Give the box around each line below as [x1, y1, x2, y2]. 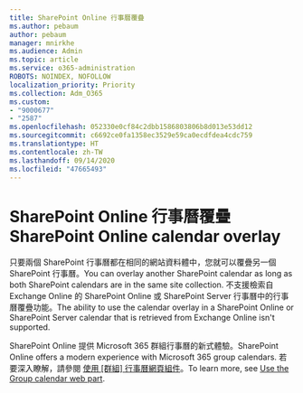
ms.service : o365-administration [9, 64, 136, 73]
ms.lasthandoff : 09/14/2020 [9, 155, 116, 165]
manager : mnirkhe [9, 38, 75, 48]
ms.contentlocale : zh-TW [9, 147, 103, 156]
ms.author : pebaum [9, 22, 79, 31]
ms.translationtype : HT [9, 139, 99, 148]
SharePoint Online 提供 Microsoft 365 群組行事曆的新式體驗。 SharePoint [9, 341, 279, 351]
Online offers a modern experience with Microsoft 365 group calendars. [9, 351, 278, 362]
